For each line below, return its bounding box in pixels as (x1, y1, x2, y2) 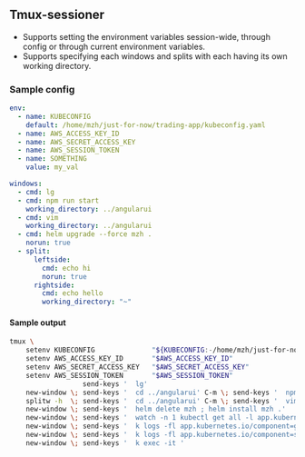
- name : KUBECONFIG (17, 112, 92, 121)
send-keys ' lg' (82, 379, 148, 389)
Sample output (9, 317, 66, 328)
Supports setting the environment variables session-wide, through (22, 31, 271, 42)
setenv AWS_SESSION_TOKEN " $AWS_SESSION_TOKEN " (25, 371, 233, 380)
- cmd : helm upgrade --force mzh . (17, 230, 152, 239)
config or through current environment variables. (22, 41, 206, 52)
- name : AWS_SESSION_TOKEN (17, 145, 120, 155)
